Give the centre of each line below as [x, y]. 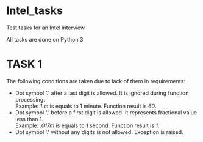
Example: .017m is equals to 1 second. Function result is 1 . [87, 125]
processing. [30, 99]
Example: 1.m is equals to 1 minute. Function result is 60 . [86, 106]
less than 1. [29, 119]
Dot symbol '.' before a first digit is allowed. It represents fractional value [106, 112]
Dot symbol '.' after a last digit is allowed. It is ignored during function [102, 93]
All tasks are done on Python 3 [45, 39]
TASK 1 [24, 64]
